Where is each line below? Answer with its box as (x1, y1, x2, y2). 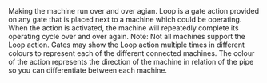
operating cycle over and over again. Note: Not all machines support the (8, 32, 245, 41)
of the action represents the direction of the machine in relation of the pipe (8, 57, 254, 66)
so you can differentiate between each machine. (8, 65, 168, 75)
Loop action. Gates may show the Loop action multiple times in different (8, 40, 245, 49)
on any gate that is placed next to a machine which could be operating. (8, 14, 242, 24)
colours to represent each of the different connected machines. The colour (8, 49, 255, 57)
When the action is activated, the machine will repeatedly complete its (8, 23, 239, 33)
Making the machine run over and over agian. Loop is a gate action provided (8, 6, 260, 15)
